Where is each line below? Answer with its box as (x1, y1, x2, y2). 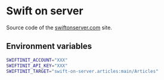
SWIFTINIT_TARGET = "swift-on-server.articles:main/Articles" (6, 68, 159, 74)
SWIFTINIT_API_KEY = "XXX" (6, 63, 68, 69)
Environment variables (6, 41, 92, 51)
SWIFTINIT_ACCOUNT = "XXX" (6, 57, 68, 63)
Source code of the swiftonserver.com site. (6, 24, 112, 31)
